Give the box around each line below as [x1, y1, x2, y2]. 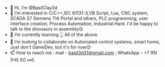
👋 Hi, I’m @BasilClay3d [10, 5, 58, 10]
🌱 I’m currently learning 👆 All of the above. [10, 31, 99, 37]
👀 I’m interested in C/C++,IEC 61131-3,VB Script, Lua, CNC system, [10, 10, 149, 16]
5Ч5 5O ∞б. [10, 57, 35, 62]
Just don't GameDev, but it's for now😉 [10, 44, 91, 50]
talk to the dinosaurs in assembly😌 [10, 26, 83, 32]
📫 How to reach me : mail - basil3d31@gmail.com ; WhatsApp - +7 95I [10, 50, 157, 55]
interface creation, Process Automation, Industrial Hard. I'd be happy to [10, 20, 158, 26]
